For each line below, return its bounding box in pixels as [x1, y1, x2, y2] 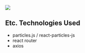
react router [12, 37, 37, 43]
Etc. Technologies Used [5, 19, 80, 27]
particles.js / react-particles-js [12, 32, 75, 38]
